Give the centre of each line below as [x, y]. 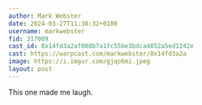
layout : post [30, 69]
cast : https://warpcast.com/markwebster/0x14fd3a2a [97, 54]
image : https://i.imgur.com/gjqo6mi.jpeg [80, 62]
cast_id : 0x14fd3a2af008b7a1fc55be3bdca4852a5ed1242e [101, 46]
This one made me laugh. [51, 92]
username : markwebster [47, 31]
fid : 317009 [28, 39]
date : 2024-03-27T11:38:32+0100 [63, 24]
